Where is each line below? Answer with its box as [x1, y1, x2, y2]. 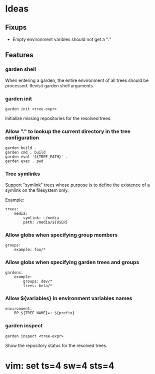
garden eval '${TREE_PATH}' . [5, 154, 68, 160]
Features [5, 51, 33, 59]
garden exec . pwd [5, 159, 43, 164]
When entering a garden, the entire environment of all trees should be [5, 77, 149, 83]
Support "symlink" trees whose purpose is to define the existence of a [5, 182, 150, 188]
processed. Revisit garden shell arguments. [5, 82, 94, 88]
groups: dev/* [23, 279, 52, 284]
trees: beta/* [23, 283, 52, 289]
